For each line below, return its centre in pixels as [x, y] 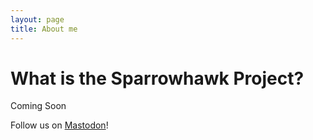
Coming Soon [38, 106]
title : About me [44, 29]
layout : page [37, 19]
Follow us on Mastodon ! [59, 125]
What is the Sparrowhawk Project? [157, 78]
